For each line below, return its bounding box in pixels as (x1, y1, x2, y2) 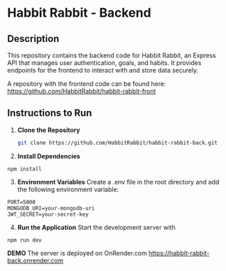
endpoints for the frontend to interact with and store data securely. (7, 66, 199, 74)
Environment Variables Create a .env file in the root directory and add (17, 177, 220, 186)
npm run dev (7, 236, 42, 244)
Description (7, 33, 59, 45)
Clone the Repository (17, 126, 80, 134)
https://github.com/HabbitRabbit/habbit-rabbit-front (7, 87, 156, 95)
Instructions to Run (7, 107, 92, 119)
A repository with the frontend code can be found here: (7, 80, 166, 88)
